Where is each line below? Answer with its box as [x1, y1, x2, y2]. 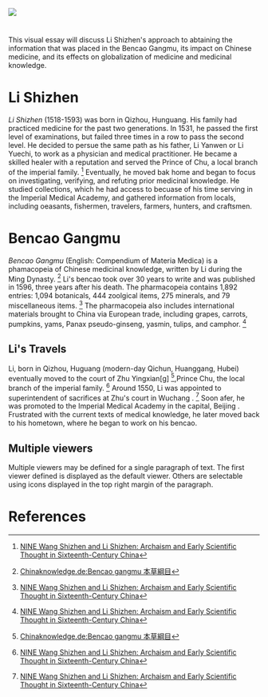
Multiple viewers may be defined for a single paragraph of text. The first [8, 463, 245, 472]
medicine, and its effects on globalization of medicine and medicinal [8, 52, 232, 62]
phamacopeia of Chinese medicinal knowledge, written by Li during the [8, 264, 242, 273]
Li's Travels [8, 342, 67, 356]
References [8, 508, 86, 526]
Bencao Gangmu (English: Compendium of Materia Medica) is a [8, 256, 218, 265]
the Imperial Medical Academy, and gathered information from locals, [8, 193, 236, 202]
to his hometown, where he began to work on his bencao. [8, 418, 198, 428]
